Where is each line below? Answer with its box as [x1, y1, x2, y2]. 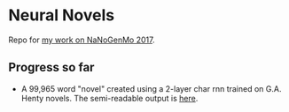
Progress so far [8, 60, 95, 75]
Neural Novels [8, 5, 115, 26]
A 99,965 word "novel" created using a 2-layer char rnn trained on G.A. [20, 83, 282, 93]
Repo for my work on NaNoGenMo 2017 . [8, 34, 155, 45]
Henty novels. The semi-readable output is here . [20, 93, 199, 103]
